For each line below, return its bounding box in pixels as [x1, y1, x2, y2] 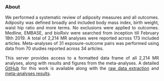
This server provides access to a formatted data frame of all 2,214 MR [5, 55, 159, 61]
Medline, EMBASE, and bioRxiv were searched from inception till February [5, 30, 159, 36]
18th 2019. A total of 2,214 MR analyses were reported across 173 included [5, 35, 159, 41]
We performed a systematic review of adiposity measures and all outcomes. [5, 15, 159, 20]
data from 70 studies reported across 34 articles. [5, 45, 104, 52]
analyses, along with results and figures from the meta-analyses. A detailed [5, 60, 159, 66]
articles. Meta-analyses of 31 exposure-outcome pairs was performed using [5, 40, 159, 46]
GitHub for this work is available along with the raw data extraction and [5, 65, 159, 71]
